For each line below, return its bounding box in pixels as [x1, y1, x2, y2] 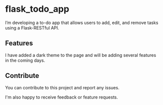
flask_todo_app [5, 3, 70, 15]
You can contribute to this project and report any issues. [5, 84, 120, 90]
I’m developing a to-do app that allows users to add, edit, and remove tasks [5, 20, 159, 26]
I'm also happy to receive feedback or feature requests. [5, 94, 119, 100]
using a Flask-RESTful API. [5, 25, 59, 30]
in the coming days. [5, 57, 45, 63]
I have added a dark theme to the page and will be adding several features [5, 52, 157, 58]
